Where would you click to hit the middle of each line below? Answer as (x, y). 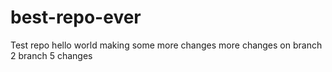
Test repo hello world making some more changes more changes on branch (166, 45)
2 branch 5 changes (51, 55)
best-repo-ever (76, 17)
